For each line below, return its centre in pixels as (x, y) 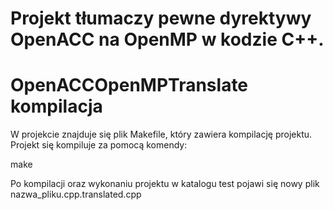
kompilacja (56, 106)
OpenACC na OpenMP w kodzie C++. (167, 39)
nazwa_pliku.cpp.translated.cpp (76, 194)
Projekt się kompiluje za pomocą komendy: (99, 145)
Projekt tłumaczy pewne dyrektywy (161, 18)
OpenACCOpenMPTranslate (129, 85)
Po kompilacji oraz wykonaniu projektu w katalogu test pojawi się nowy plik (165, 184)
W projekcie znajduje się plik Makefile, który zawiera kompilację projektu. (161, 134)
